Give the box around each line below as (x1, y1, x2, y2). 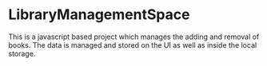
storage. (8, 49, 36, 58)
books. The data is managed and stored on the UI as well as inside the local (8, 40, 257, 49)
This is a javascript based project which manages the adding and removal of (8, 32, 260, 41)
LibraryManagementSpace (8, 6, 190, 24)
